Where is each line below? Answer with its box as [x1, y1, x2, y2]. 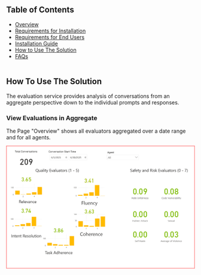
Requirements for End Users [14, 33, 85, 41]
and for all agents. [6, 133, 51, 141]
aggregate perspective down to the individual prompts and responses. [6, 98, 179, 106]
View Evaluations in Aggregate [6, 113, 98, 122]
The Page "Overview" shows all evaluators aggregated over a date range [6, 127, 186, 134]
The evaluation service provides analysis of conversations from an [6, 92, 170, 100]
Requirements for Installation [14, 27, 86, 34]
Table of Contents [6, 5, 75, 15]
